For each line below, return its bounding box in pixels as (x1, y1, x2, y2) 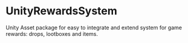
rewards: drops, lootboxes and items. (5, 30, 98, 37)
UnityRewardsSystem (5, 4, 117, 18)
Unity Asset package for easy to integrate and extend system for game (5, 24, 183, 31)
